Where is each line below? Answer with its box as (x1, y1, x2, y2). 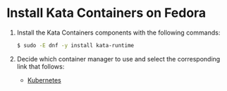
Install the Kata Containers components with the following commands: (16, 28, 221, 37)
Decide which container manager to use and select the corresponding (16, 54, 221, 63)
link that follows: (16, 62, 65, 71)
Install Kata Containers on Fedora (6, 5, 207, 21)
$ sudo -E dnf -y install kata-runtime (16, 42, 135, 49)
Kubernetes (27, 75, 61, 84)
